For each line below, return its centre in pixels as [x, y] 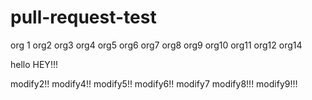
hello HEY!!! [34, 64]
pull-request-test [83, 17]
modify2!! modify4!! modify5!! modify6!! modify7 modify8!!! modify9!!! [154, 83]
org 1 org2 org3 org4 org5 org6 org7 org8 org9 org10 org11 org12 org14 [156, 45]
